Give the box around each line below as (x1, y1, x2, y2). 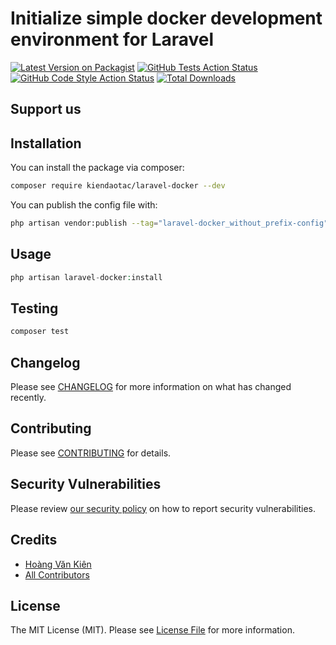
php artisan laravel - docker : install (10, 272, 163, 282)
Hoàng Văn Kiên (24, 558, 92, 570)
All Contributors (24, 568, 90, 581)
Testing (10, 300, 59, 317)
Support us (10, 101, 82, 118)
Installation (10, 135, 82, 152)
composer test (10, 327, 70, 337)
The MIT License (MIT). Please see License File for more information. (10, 624, 295, 636)
